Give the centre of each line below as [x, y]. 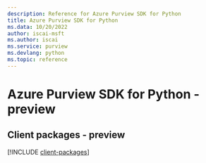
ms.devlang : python [36, 53]
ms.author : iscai [33, 40]
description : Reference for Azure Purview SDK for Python [94, 14]
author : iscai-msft [36, 33]
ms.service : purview [38, 46]
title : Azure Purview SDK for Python [63, 20]
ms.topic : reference [38, 60]
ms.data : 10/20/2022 [38, 27]
